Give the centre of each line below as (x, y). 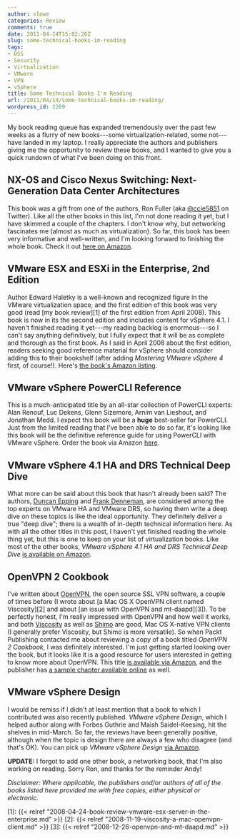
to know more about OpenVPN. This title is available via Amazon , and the (115, 662)
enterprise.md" (30, 819)
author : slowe (29, 14)
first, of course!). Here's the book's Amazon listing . (82, 365)
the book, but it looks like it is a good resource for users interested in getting (120, 655)
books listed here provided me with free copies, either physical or (104, 790)
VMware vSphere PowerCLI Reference (95, 387)
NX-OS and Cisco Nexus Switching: (88, 180)
